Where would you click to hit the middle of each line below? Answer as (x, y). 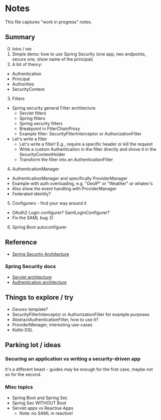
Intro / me (22, 48)
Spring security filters (41, 123)
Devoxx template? (30, 309)
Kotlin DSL (22, 330)
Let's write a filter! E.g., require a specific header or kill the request (86, 144)
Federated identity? (31, 194)
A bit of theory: (27, 64)
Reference (21, 242)
